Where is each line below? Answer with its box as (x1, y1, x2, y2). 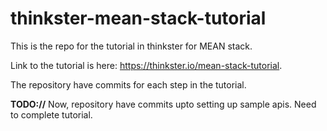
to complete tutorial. (10, 108, 93, 121)
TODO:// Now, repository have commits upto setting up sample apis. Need (10, 98, 317, 110)
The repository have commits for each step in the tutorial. (10, 78, 247, 91)
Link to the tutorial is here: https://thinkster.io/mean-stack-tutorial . (10, 59, 283, 71)
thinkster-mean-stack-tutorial (10, 7, 267, 30)
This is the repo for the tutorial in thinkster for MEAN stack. (10, 40, 253, 52)
